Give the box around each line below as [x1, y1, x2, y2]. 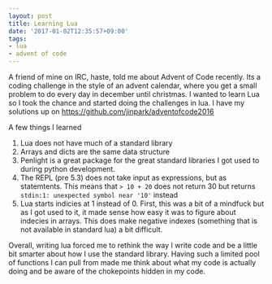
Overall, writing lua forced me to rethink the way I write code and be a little [8, 241, 258, 250]
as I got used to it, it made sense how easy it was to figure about [19, 208, 237, 216]
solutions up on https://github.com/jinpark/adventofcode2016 [8, 107, 214, 116]
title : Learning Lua [8, 20, 79, 28]
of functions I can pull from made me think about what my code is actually [8, 258, 257, 267]
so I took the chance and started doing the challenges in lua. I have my [8, 98, 245, 107]
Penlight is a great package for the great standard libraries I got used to [19, 155, 260, 165]
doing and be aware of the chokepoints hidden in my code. [8, 266, 205, 276]
